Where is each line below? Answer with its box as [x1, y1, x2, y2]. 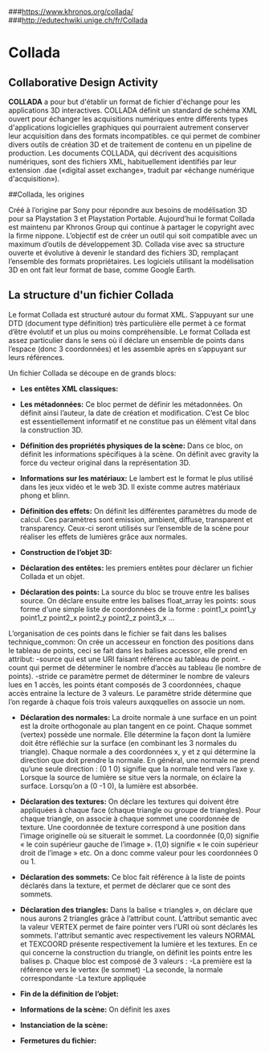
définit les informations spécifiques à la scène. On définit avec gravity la [19, 449, 259, 458]
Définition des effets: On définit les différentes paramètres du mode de [19, 506, 257, 516]
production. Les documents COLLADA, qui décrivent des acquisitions [8, 148, 238, 158]
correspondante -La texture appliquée [19, 973, 147, 983]
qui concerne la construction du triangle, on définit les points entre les [19, 947, 253, 957]
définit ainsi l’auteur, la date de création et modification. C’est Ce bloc [19, 408, 250, 417]
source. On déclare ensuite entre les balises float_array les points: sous [19, 595, 257, 605]
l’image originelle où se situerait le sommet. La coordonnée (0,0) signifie [19, 830, 259, 840]
